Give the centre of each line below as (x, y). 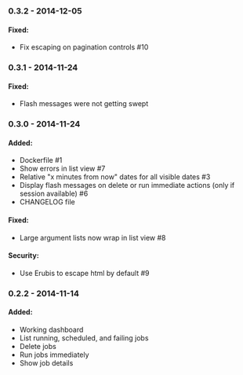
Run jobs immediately (54, 355)
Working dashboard (51, 329)
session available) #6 (54, 193)
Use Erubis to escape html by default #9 (85, 273)
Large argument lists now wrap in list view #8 (92, 237)
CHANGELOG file (47, 202)
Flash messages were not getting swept (84, 104)
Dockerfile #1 (41, 160)
